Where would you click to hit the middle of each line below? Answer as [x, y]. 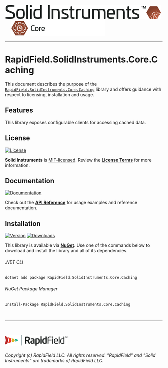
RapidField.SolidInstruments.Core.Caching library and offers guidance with [83, 89]
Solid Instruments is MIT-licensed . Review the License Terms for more [78, 160]
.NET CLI [14, 262]
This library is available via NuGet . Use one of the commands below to [78, 245]
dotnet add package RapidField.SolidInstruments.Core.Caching [71, 278]
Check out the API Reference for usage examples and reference [71, 203]
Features [19, 111]
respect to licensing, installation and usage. [50, 94]
